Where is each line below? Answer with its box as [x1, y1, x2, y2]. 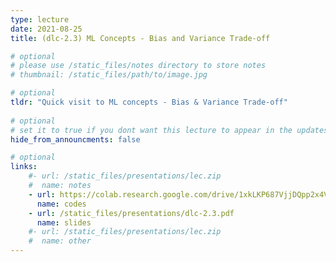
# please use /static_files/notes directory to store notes [10, 61, 267, 71]
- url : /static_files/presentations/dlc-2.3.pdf [28, 208, 235, 218]
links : [10, 162, 38, 172]
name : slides [36, 217, 92, 228]
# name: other [28, 236, 92, 246]
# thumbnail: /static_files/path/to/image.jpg [10, 70, 208, 80]
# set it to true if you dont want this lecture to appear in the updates [10, 125, 329, 135]
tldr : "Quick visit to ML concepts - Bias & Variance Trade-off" [10, 97, 288, 107]
